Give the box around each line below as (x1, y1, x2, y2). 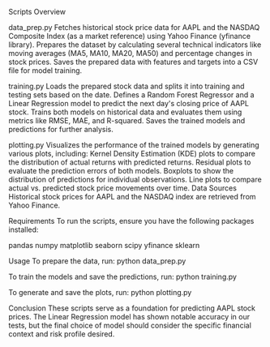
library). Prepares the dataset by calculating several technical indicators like (8, 40, 262, 49)
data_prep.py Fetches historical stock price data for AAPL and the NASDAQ (8, 23, 260, 32)
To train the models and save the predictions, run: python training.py (8, 272, 238, 281)
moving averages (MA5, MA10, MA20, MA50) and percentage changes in (8, 49, 253, 58)
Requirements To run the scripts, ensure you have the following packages (8, 216, 255, 225)
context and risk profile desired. (8, 329, 115, 339)
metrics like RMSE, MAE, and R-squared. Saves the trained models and (8, 116, 246, 125)
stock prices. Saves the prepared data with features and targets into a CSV (8, 57, 259, 66)
